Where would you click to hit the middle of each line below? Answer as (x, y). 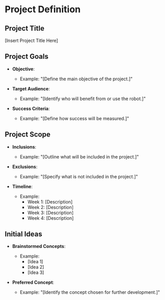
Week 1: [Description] (50, 202)
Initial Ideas (23, 234)
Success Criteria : (31, 108)
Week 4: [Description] (51, 218)
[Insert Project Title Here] (31, 40)
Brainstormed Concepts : (39, 246)
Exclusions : (25, 167)
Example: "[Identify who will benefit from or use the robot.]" (83, 99)
